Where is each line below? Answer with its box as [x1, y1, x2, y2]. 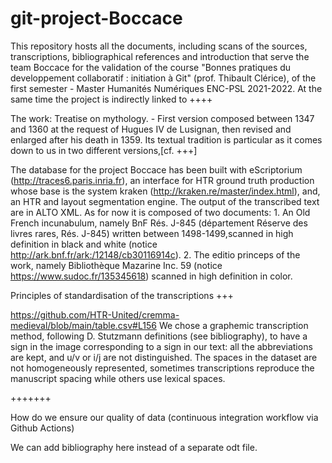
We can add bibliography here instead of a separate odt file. [10, 441, 258, 453]
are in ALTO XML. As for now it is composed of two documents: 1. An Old [10, 206, 311, 218]
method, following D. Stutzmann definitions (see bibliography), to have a [10, 330, 308, 342]
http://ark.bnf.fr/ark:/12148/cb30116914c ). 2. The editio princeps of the [10, 248, 301, 261]
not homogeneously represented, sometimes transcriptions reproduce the [10, 362, 315, 374]
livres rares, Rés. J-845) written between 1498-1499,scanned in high [10, 227, 294, 239]
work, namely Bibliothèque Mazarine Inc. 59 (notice [10, 259, 223, 271]
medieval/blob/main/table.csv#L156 [10, 319, 157, 331]
